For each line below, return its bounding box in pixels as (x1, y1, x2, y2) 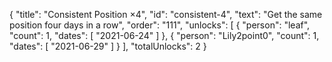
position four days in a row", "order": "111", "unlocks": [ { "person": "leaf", (9, 19, 311, 31)
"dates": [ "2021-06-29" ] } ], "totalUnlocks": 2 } (9, 40, 207, 52)
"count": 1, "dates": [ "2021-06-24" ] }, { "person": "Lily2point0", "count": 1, (9, 30, 320, 41)
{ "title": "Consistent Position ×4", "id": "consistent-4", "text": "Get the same (9, 9, 323, 20)
